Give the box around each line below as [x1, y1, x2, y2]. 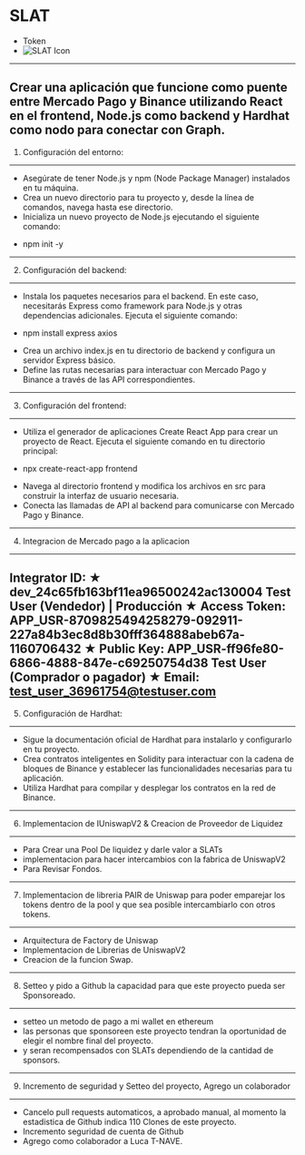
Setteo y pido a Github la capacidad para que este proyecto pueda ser [22, 980, 286, 991]
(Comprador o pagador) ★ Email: [9, 670, 200, 685]
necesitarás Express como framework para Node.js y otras [22, 300, 243, 311]
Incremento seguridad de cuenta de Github [22, 1126, 184, 1137]
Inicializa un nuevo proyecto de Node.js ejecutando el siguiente [22, 210, 261, 222]
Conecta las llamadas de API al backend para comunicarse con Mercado [22, 500, 295, 511]
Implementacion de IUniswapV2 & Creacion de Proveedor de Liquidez [22, 817, 284, 828]
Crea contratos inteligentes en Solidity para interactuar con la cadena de [22, 753, 295, 764]
